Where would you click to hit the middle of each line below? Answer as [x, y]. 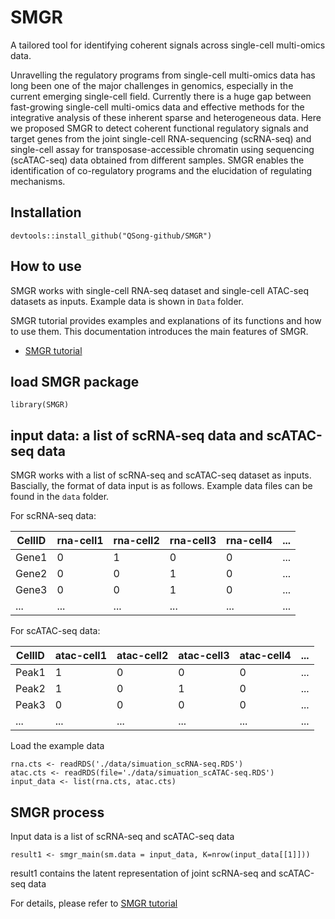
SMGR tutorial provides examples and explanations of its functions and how [166, 320]
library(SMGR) [40, 405]
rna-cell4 [249, 541]
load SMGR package [75, 381]
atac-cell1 [80, 656]
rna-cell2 [136, 541]
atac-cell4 [265, 656]
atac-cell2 [142, 656]
